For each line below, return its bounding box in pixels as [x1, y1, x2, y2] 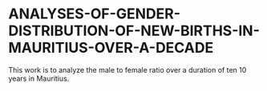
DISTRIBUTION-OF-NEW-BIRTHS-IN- [8, 22, 261, 40]
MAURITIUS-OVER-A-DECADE [8, 39, 214, 57]
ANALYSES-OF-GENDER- [8, 5, 180, 23]
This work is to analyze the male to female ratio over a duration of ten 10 [8, 65, 247, 74]
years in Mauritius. [8, 73, 70, 83]
